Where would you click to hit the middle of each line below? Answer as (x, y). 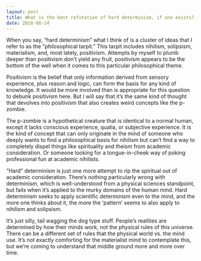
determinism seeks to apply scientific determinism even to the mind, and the (100, 197)
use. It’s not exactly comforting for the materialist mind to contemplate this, (99, 240)
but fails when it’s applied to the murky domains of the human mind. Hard (97, 190)
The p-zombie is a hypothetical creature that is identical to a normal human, (100, 121)
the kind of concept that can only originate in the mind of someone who (95, 134)
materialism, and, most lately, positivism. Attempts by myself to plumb (92, 53)
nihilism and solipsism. (34, 209)
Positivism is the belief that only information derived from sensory (88, 77)
